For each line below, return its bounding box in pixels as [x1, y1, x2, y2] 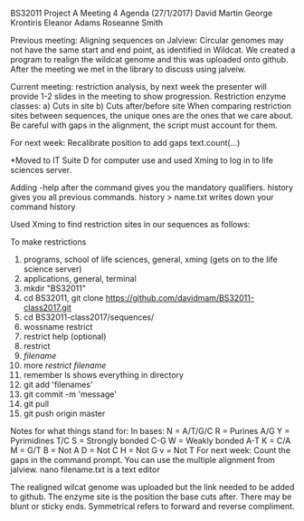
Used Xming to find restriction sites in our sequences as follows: [10, 219, 251, 229]
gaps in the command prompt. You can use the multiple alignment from [10, 455, 275, 465]
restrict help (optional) [23, 331, 107, 342]
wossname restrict [23, 322, 93, 332]
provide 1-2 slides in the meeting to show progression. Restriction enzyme [10, 91, 287, 101]
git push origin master [23, 408, 106, 419]
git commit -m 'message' [23, 389, 117, 400]
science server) [23, 264, 82, 275]
